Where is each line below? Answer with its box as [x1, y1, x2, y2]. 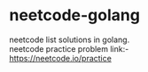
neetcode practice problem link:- [9, 43, 129, 54]
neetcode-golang [9, 5, 140, 25]
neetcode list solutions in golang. [9, 34, 130, 45]
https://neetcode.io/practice [9, 53, 113, 63]
